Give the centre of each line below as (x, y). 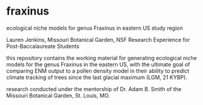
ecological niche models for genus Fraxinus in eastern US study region (95, 28)
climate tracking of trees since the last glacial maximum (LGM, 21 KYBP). (97, 77)
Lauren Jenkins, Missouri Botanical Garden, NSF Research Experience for (98, 39)
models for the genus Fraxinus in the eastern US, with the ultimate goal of (98, 64)
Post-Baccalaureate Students (43, 46)
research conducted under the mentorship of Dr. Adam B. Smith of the (94, 89)
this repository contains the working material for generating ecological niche (101, 58)
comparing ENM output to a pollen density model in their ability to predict (98, 70)
